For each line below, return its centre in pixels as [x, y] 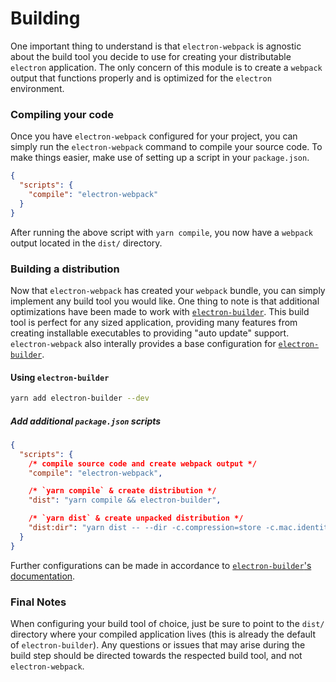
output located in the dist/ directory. [86, 243]
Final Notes [38, 602]
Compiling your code [62, 114]
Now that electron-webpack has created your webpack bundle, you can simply [168, 290]
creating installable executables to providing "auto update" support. [150, 333]
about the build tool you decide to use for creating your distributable [151, 56]
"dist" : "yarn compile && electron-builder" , [125, 500]
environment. [37, 88]
